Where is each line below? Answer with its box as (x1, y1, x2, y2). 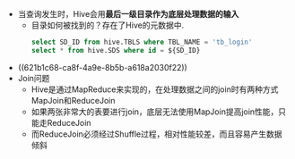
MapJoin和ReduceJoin (30, 95, 116, 105)
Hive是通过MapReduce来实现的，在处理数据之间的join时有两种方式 (30, 84, 279, 95)
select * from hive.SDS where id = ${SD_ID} (30, 46, 201, 54)
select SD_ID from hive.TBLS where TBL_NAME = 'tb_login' (30, 38, 253, 46)
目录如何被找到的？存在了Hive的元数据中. (30, 20, 185, 30)
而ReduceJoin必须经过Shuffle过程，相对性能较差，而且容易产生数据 (30, 129, 282, 139)
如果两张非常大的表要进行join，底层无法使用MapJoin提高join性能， (30, 106, 279, 117)
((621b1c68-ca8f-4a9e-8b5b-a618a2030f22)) (17, 62, 188, 72)
